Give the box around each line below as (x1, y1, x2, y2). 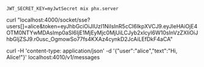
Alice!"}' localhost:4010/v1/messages (6, 54, 100, 60)
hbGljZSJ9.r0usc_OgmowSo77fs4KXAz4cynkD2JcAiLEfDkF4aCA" (6, 36, 173, 42)
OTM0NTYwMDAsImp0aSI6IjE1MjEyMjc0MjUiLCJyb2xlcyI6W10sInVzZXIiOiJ (6, 29, 199, 36)
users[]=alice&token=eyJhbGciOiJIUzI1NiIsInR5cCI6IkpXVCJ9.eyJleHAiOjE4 (6, 23, 198, 30)
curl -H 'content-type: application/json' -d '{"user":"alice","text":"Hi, (6, 47, 178, 54)
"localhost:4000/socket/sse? (17, 16, 90, 24)
